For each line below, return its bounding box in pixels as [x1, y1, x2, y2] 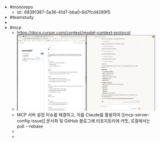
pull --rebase [16, 123, 44, 129]
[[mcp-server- [121, 112, 150, 117]
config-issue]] [16, 118, 45, 124]
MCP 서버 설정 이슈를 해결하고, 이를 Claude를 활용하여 [16, 112, 121, 117]
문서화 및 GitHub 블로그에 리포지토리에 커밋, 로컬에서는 [46, 118, 151, 124]
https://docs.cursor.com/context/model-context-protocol [16, 30, 131, 35]
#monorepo [9, 4, 33, 10]
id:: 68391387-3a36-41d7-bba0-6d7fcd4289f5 [16, 9, 111, 15]
